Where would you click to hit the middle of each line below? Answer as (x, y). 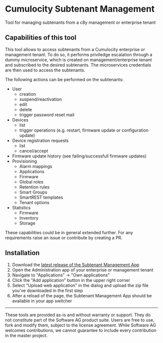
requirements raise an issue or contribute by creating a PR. (64, 238)
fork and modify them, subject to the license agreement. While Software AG (81, 325)
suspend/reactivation (41, 99)
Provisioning (24, 161)
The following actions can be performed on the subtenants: (64, 79)
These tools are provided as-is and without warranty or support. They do (78, 315)
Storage (27, 223)
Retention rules (34, 187)
